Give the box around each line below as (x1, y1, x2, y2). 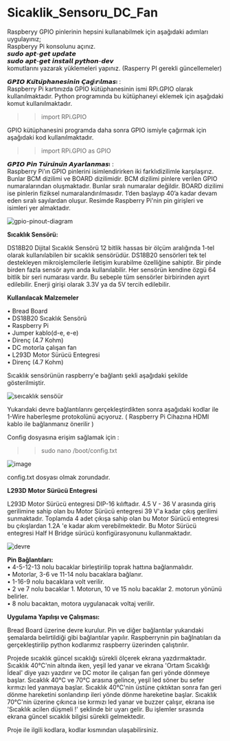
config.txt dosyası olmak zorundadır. (7, 473, 111, 481)
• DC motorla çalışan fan (7, 343, 77, 351)
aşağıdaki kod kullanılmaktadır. (7, 133, 94, 142)
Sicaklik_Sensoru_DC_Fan (7, 5, 159, 21)
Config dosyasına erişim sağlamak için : (7, 433, 119, 441)
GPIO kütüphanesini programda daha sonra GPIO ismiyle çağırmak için (7, 126, 207, 134)
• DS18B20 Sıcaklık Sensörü (7, 314, 87, 322)
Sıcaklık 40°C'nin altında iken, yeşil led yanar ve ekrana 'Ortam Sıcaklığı (7, 661, 210, 670)
